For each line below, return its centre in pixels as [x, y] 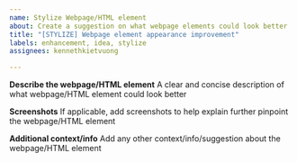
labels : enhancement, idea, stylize [78, 43]
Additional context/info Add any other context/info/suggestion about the [145, 139]
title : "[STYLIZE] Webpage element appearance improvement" [125, 34]
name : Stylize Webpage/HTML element [78, 18]
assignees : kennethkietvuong [64, 51]
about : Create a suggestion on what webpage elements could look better [148, 26]
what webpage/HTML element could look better [98, 94]
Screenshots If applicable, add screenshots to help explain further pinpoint [149, 112]
